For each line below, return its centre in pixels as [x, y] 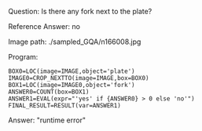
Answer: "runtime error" [47, 120]
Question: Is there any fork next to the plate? [80, 11]
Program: [23, 57]
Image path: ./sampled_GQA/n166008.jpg [75, 42]
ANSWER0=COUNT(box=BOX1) [49, 92]
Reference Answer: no [44, 26]
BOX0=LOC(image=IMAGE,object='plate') [72, 71]
